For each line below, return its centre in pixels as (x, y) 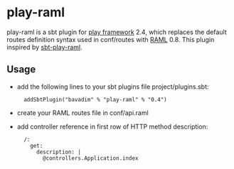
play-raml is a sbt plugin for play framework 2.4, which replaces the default (117, 32)
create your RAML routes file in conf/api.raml (83, 113)
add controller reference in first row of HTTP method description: (112, 126)
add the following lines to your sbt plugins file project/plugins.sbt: (113, 87)
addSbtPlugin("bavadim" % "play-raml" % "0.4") (96, 99)
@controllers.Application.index (91, 158)
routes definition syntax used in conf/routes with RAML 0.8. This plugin (111, 39)
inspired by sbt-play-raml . (44, 47)
